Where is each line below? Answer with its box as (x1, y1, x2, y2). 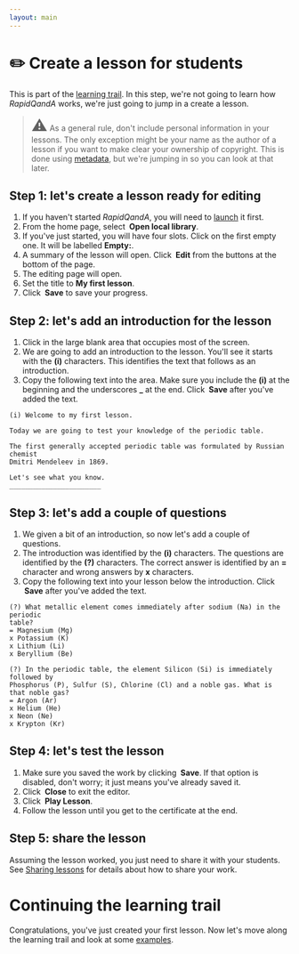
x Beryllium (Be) (9, 650, 74, 659)
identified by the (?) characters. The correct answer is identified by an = (21, 557, 287, 568)
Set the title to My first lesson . (21, 278, 135, 289)
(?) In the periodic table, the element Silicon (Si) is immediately (9, 665, 273, 674)
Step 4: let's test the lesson (9, 744, 165, 759)
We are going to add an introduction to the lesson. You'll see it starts (21, 346, 273, 357)
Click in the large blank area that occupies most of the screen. (21, 337, 251, 348)
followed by (9, 673, 53, 682)
